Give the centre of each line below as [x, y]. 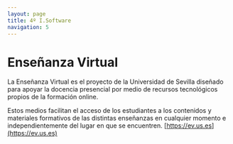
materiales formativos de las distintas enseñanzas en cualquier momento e [117, 118]
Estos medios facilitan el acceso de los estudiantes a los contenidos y [109, 111]
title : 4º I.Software [39, 21]
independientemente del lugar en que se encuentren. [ [87, 126]
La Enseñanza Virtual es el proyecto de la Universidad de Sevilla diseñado [115, 82]
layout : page [27, 14]
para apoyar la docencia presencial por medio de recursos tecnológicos [113, 89]
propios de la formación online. [53, 97]
